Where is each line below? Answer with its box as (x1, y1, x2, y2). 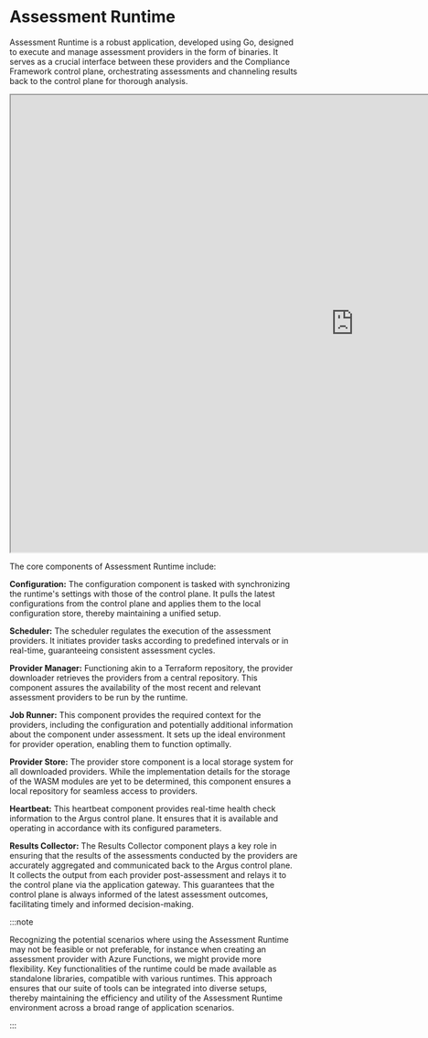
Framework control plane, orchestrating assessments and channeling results (9, 66, 298, 77)
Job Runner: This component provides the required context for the (9, 709, 262, 720)
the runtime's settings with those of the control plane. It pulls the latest (9, 588, 276, 599)
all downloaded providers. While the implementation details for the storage (9, 765, 291, 776)
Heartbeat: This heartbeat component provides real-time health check (9, 803, 276, 814)
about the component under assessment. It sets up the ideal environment (9, 729, 286, 740)
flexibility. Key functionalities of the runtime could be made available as (9, 963, 277, 974)
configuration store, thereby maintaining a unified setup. (9, 607, 221, 618)
